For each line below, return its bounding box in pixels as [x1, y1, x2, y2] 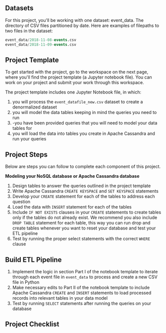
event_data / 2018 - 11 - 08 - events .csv [5, 37, 77, 42]
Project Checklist [5, 320, 59, 329]
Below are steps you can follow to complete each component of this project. [5, 164, 161, 170]
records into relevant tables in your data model [12, 295, 108, 301]
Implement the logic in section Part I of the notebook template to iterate [12, 269, 158, 274]
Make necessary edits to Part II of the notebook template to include [12, 285, 150, 290]
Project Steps [5, 150, 48, 159]
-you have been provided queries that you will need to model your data [12, 120, 158, 126]
